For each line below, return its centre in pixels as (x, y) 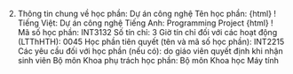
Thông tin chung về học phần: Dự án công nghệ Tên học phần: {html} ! (147, 14)
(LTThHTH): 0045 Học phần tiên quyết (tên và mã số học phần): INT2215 (151, 41)
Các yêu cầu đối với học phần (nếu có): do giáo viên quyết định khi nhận (150, 51)
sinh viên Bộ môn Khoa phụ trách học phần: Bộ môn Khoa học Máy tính (148, 60)
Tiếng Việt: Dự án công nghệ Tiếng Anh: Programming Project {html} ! (145, 23)
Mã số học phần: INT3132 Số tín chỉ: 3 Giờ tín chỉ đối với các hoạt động (147, 32)
